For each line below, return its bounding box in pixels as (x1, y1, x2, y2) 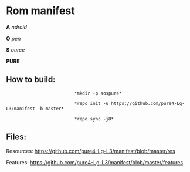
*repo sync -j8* (74, 116, 114, 122)
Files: (6, 132, 26, 142)
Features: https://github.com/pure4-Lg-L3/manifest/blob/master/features (6, 158, 184, 166)
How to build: (6, 75, 56, 85)
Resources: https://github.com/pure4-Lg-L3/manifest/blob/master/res (6, 147, 175, 154)
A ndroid (6, 23, 28, 31)
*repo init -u (74, 100, 109, 106)
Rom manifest (6, 4, 75, 18)
